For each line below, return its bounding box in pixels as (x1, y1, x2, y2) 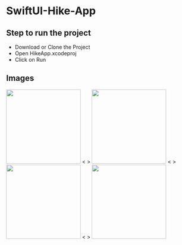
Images (6, 73, 34, 84)
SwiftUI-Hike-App (6, 4, 96, 18)
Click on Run (14, 56, 46, 63)
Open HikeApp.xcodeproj (14, 50, 77, 57)
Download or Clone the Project (14, 43, 90, 50)
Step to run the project (6, 28, 91, 38)
